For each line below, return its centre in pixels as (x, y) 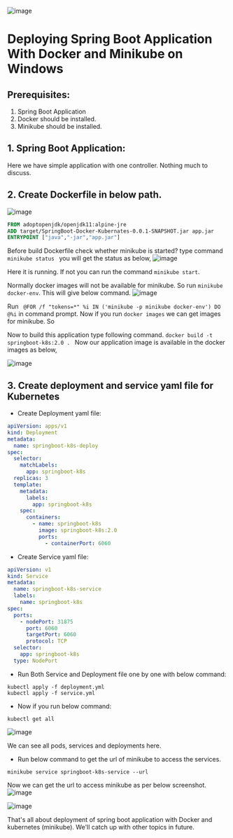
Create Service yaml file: (53, 556)
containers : (43, 517)
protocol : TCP (47, 641)
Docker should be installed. (57, 119)
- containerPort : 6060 (78, 543)
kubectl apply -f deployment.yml (56, 687)
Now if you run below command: (64, 706)
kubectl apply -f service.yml (51, 693)
